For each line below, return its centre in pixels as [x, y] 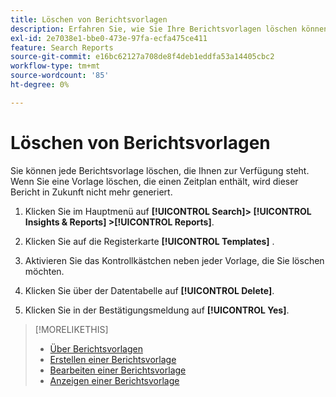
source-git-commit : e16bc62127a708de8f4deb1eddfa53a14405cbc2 [142, 57]
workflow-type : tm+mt [55, 66]
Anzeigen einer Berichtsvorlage [114, 380]
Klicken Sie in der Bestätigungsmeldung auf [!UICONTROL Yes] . [157, 310]
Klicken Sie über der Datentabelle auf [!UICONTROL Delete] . [149, 290]
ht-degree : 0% [40, 85]
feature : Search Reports [62, 47]
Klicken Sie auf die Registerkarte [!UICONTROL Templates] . [149, 241]
